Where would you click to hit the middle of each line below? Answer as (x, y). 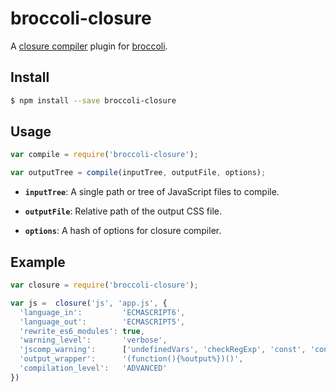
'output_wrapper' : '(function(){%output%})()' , (131, 359)
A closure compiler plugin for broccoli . (89, 46)
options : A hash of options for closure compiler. (123, 231)
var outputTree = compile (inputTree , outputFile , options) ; (138, 173)
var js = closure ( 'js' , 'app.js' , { (89, 303)
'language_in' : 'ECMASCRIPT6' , (102, 312)
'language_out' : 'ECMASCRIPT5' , (102, 322)
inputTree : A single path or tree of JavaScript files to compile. (152, 192)
